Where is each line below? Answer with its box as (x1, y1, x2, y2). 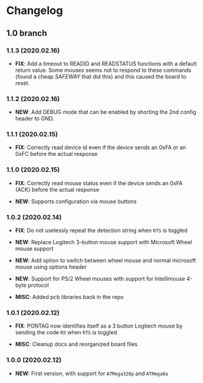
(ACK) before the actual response (15, 186, 100, 193)
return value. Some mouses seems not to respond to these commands (15, 66, 191, 74)
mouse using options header (15, 263, 87, 271)
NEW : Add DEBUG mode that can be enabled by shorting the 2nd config (15, 108, 196, 116)
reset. (15, 79, 30, 86)
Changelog (6, 4, 63, 18)
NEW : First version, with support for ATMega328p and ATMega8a (15, 370, 168, 377)
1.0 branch (6, 28, 47, 38)
